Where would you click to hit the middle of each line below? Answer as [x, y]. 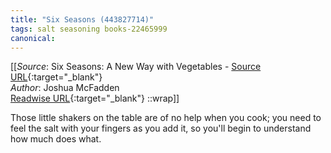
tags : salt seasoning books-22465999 [89, 29]
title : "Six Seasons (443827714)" [82, 19]
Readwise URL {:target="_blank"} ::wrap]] [95, 98]
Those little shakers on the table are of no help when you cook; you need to [166, 118]
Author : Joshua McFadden [65, 88]
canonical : [33, 38]
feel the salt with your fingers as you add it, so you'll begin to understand [161, 128]
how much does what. [56, 139]
